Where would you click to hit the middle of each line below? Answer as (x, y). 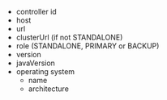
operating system (45, 71)
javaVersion (35, 63)
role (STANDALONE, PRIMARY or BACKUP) (88, 46)
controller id (36, 12)
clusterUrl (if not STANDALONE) (69, 37)
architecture (48, 89)
